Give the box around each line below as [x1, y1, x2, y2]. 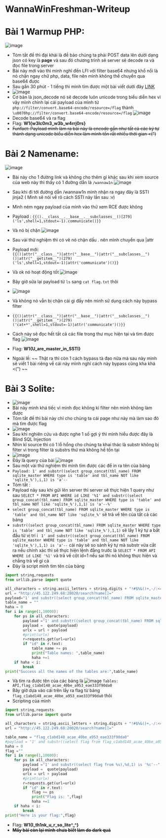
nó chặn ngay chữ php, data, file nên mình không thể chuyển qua [12, 73, 145, 79]
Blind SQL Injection [12, 436, 51, 442]
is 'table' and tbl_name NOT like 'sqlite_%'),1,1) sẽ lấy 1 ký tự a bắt [12, 527, 160, 533]
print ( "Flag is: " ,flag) [31, 794, 83, 799]
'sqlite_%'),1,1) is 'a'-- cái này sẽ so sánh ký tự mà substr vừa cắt [12, 542, 156, 548]
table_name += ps [31, 646, 68, 651]
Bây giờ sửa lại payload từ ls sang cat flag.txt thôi [12, 279, 119, 285]
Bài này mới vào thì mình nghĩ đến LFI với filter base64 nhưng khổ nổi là [12, 68, 158, 74]
